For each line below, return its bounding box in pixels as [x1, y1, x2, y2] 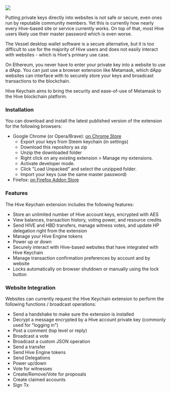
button [12, 271, 27, 277]
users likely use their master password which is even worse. [5, 31, 132, 37]
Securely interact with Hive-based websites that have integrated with [12, 244, 159, 250]
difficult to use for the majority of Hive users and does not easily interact [5, 46, 158, 52]
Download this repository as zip [20, 144, 88, 150]
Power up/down [12, 360, 47, 366]
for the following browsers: [5, 123, 62, 129]
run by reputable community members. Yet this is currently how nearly [5, 20, 154, 26]
